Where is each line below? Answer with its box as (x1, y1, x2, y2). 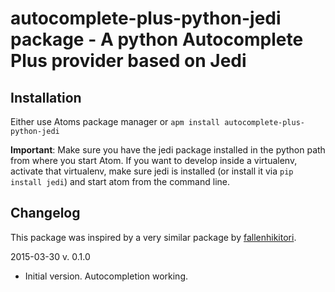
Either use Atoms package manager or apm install (10, 116, 220, 127)
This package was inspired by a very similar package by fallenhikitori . (10, 231, 297, 243)
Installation (10, 89, 82, 106)
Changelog (10, 205, 81, 222)
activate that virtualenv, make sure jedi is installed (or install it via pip (10, 165, 294, 177)
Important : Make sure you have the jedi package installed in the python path (10, 144, 326, 156)
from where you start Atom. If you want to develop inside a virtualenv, (10, 155, 298, 166)
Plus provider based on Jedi (10, 50, 247, 72)
